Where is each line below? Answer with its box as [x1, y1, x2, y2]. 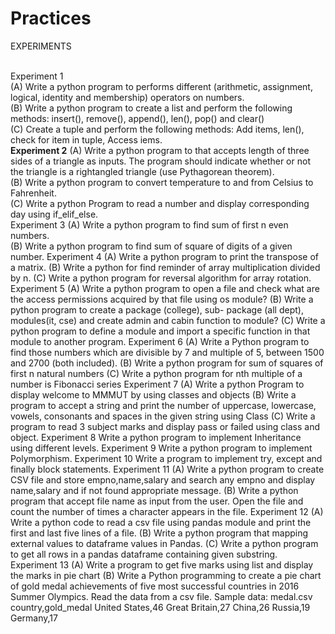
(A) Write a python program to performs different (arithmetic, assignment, [10, 80, 313, 92]
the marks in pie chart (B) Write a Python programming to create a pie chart [10, 569, 322, 581]
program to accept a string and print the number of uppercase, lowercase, [10, 399, 317, 411]
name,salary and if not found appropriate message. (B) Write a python [10, 484, 299, 496]
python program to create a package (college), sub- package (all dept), [10, 303, 304, 316]
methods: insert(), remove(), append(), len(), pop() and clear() [10, 112, 265, 124]
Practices [10, 7, 92, 30]
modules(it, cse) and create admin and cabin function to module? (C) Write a [10, 314, 326, 326]
